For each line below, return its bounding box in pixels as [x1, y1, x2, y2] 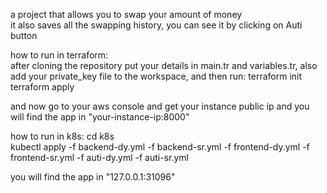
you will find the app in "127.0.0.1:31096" [10, 171, 176, 183]
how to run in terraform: [10, 49, 109, 61]
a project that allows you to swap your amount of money [10, 9, 243, 20]
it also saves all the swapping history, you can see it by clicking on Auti [10, 19, 303, 31]
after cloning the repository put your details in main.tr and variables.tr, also [10, 60, 318, 71]
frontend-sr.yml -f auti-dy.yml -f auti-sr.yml [10, 152, 189, 163]
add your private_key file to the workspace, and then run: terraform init [10, 70, 303, 82]
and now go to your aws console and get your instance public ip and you [10, 100, 310, 112]
